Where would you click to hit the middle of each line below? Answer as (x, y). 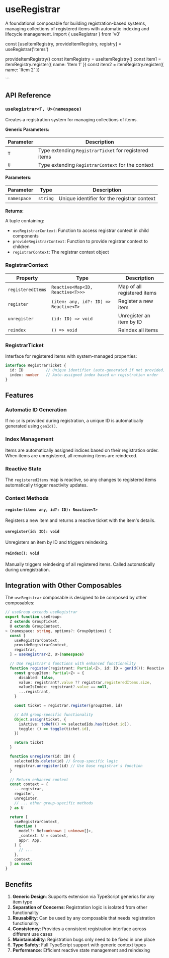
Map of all (130, 286)
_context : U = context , (44, 836)
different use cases (32, 934)
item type (22, 902)
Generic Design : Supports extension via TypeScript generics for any (83, 897)
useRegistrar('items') (27, 49)
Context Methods (27, 498)
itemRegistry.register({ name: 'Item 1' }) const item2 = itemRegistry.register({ (84, 64)
